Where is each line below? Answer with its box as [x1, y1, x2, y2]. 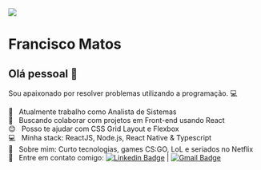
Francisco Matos [8, 35, 122, 53]
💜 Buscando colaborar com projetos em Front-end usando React [8, 116, 226, 125]
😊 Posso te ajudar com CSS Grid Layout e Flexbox [8, 124, 179, 133]
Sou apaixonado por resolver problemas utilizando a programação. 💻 [8, 89, 238, 98]
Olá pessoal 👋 [8, 67, 78, 81]
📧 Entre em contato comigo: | [8, 153, 170, 162]
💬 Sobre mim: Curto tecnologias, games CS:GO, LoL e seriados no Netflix [8, 144, 254, 154]
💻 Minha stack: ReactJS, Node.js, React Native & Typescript [8, 133, 212, 142]
